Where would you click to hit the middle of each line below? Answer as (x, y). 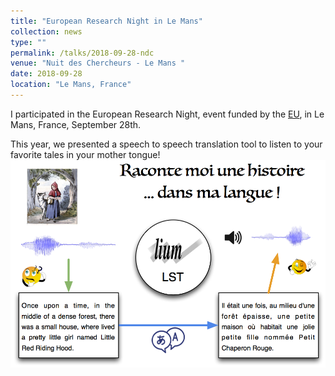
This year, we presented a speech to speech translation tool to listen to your (166, 144)
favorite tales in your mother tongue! (85, 154)
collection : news (46, 31)
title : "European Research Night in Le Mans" (106, 21)
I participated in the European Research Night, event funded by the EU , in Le (167, 114)
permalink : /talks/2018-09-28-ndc (82, 53)
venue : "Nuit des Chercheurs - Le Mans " (98, 63)
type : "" (28, 42)
